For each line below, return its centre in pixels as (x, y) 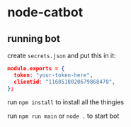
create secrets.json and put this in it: (62, 55)
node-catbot (45, 12)
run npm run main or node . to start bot (63, 116)
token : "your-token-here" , (53, 75)
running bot (34, 39)
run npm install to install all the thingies (66, 102)
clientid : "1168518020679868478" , (64, 82)
